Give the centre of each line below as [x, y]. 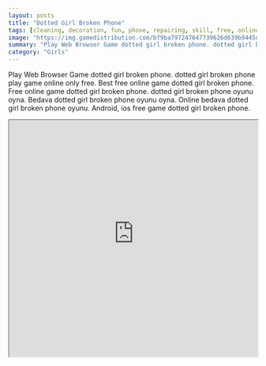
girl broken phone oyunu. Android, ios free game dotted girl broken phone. [129, 108]
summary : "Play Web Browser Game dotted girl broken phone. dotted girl [130, 45]
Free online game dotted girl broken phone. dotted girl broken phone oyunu [131, 91]
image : [19, 37]
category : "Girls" [38, 52]
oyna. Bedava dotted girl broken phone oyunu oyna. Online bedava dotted [128, 100]
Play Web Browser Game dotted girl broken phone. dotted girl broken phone [132, 75]
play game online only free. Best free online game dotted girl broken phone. [131, 83]
